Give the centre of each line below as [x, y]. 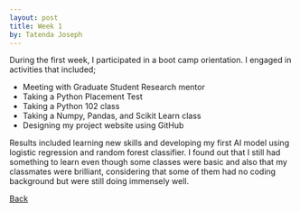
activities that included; [53, 69]
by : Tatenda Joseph [46, 34]
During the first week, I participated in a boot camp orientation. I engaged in [150, 60]
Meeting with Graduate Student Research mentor [113, 88]
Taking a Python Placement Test [82, 97]
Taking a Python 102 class [71, 106]
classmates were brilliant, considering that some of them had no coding [143, 171]
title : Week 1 [36, 26]
